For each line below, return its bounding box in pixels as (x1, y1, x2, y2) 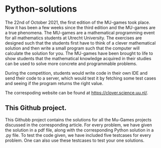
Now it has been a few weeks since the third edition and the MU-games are (5, 24, 156, 30)
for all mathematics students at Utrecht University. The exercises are (5, 35, 142, 41)
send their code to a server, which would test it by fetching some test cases (5, 75, 156, 81)
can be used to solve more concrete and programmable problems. (5, 61, 137, 66)
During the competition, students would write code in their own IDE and (5, 70, 148, 76)
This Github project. (5, 104, 67, 112)
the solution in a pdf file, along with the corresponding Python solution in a (5, 127, 154, 133)
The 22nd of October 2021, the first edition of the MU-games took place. (5, 19, 150, 25)
